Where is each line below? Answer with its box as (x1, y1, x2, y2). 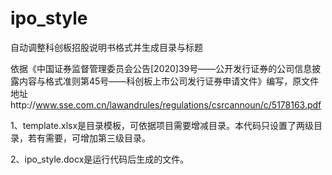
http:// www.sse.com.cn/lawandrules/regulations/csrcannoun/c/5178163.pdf (10, 98, 322, 111)
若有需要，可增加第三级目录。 (27, 132, 151, 144)
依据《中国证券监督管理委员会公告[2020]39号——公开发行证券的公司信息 (10, 62, 313, 74)
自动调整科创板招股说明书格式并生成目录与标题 (10, 41, 203, 53)
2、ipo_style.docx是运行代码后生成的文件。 (10, 153, 190, 165)
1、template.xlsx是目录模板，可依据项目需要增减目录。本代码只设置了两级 (10, 119, 315, 131)
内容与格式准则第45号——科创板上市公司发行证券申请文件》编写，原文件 (18, 75, 320, 87)
